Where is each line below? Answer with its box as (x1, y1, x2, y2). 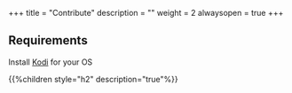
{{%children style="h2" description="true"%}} (8, 74, 178, 84)
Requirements (8, 33, 88, 48)
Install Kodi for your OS (8, 57, 93, 67)
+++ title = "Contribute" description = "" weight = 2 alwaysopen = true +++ (8, 8, 284, 18)
